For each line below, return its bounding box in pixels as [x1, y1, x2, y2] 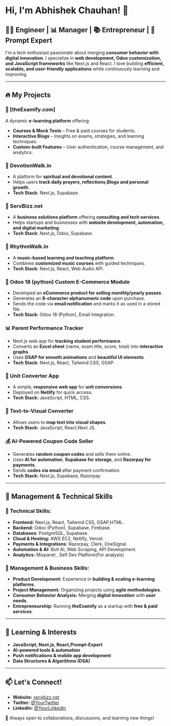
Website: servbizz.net [12, 694, 60, 700]
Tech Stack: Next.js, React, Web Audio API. [12, 265, 104, 272]
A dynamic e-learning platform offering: [5, 117, 90, 124]
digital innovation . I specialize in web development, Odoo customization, [5, 55, 161, 61]
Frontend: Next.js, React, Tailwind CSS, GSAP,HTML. [12, 519, 125, 525]
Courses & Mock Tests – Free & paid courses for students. [12, 127, 136, 134]
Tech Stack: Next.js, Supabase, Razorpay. [12, 473, 102, 479]
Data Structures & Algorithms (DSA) [12, 658, 91, 664]
